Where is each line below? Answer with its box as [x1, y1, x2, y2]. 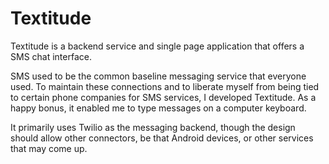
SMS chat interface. [10, 50, 92, 62]
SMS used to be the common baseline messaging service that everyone [10, 70, 307, 82]
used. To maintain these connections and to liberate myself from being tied [10, 80, 320, 92]
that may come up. [10, 142, 88, 154]
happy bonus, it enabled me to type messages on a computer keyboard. [10, 102, 307, 114]
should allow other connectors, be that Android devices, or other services [10, 132, 314, 144]
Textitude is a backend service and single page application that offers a [10, 40, 305, 52]
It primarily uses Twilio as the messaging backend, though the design [10, 121, 296, 133]
